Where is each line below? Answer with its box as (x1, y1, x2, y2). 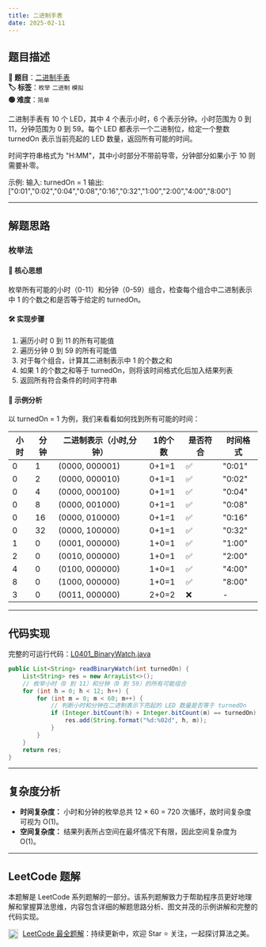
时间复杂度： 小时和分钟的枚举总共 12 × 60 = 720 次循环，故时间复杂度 (19, 807, 252, 816)
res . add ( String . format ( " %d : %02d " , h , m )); (64, 717, 207, 725)
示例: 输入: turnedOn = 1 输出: (8, 177, 104, 187)
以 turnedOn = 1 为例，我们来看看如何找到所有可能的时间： (8, 414, 200, 424)
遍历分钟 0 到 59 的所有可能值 (19, 346, 117, 356)
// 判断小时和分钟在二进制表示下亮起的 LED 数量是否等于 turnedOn (50, 702, 247, 709)
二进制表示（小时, (63, 435, 129, 446)
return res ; (22, 746, 62, 754)
